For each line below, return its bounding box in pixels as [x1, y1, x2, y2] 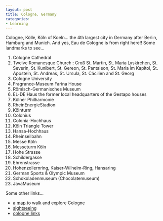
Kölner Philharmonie [12, 97, 54, 103]
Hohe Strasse [12, 149, 41, 155]
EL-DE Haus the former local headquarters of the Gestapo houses [12, 91, 147, 97]
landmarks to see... [5, 45, 45, 51]
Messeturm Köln [12, 144, 46, 150]
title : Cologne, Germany [5, 12, 57, 17]
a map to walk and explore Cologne [12, 200, 85, 206]
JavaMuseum [12, 181, 41, 187]
